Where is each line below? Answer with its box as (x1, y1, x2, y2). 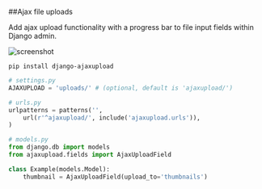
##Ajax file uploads (8, 7, 73, 16)
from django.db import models (8, 143, 111, 152)
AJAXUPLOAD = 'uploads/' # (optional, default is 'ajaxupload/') (8, 84, 233, 92)
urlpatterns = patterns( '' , (8, 106, 104, 114)
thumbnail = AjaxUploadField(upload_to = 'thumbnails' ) (23, 173, 208, 181)
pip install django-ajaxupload (8, 62, 114, 70)
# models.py (8, 136, 49, 144)
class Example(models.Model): (8, 165, 111, 173)
